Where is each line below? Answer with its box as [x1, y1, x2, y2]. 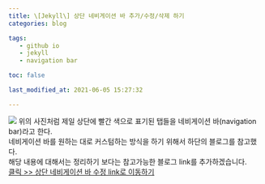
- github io [19, 41, 60, 49]
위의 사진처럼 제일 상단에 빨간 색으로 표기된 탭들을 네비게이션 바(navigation [18, 116, 257, 126]
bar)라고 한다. [8, 126, 53, 136]
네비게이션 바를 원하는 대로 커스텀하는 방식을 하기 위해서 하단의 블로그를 [8, 136, 236, 146]
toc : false [8, 71, 45, 79]
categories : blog [8, 19, 67, 28]
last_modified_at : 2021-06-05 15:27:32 [8, 86, 143, 94]
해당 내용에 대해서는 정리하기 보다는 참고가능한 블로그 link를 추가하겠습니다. [8, 156, 247, 166]
